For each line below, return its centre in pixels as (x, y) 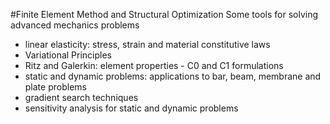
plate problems (55, 87)
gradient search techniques (81, 97)
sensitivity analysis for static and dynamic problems (131, 108)
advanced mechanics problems (75, 25)
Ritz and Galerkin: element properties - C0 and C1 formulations (154, 65)
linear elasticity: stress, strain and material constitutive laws (147, 44)
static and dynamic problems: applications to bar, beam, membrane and (173, 76)
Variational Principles (68, 55)
